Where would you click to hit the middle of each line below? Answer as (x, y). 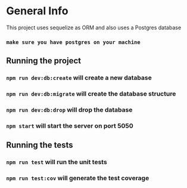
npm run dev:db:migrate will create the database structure (91, 94)
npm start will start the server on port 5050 (70, 125)
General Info (37, 11)
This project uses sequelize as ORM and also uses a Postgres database (94, 27)
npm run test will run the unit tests (57, 162)
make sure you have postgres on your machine (74, 42)
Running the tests (40, 145)
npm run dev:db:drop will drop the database (69, 110)
